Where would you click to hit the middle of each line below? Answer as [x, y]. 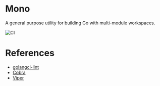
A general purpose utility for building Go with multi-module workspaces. [80, 23]
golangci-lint [26, 67]
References [30, 53]
